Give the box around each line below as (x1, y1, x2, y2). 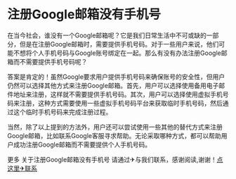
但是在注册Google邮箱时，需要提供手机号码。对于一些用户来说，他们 (19, 39, 219, 48)
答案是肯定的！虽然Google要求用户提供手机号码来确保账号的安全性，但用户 (7, 72, 225, 81)
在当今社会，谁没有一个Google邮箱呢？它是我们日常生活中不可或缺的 (7, 31, 207, 39)
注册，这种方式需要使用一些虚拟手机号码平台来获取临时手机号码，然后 (19, 99, 223, 107)
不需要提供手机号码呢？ (19, 57, 88, 66)
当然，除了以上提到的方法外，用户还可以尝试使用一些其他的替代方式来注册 (7, 123, 223, 131)
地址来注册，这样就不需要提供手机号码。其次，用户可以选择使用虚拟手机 (13, 89, 223, 99)
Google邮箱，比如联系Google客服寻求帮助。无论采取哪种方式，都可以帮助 (7, 131, 221, 140)
